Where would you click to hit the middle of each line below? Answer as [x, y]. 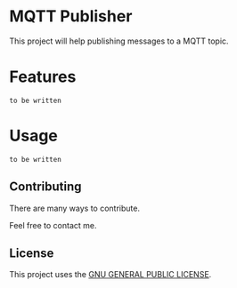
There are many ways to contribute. [75, 208]
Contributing [45, 187]
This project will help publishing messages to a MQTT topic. [119, 41]
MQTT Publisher [71, 16]
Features [43, 77]
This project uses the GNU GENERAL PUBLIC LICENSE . [110, 275]
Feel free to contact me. [53, 225]
